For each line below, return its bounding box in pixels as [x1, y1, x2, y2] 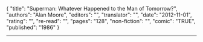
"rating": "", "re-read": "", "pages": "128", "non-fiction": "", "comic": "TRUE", [6, 18, 196, 24]
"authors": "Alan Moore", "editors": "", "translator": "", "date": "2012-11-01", [6, 11, 192, 18]
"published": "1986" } [6, 24, 60, 31]
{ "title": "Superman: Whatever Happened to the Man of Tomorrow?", [6, 5, 178, 12]
